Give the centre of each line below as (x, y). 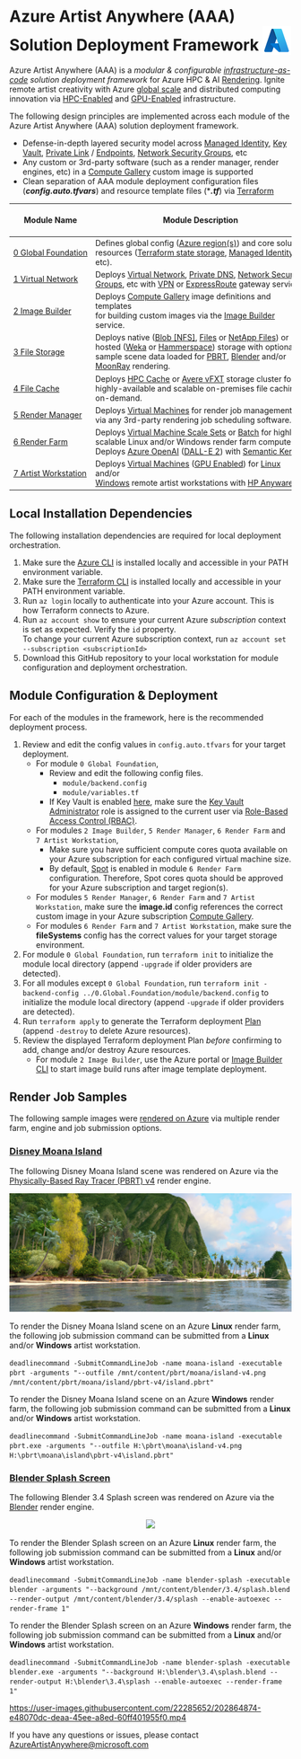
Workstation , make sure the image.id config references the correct (159, 906)
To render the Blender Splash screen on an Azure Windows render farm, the (150, 1626)
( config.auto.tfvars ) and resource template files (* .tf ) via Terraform (148, 190)
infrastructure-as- (257, 70)
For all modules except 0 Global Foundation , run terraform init (141, 983)
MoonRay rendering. (133, 367)
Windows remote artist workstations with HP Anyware (194, 483)
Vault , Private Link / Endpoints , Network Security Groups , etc (135, 152)
